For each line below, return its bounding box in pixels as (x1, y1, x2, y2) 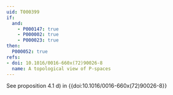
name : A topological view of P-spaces (12, 65, 112, 72)
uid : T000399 (6, 9, 40, 15)
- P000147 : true (17, 26, 60, 32)
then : (6, 43, 20, 49)
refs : (6, 54, 20, 60)
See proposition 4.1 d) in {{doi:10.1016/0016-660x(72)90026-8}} (6, 82, 167, 90)
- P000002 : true (17, 32, 60, 38)
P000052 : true (12, 49, 48, 55)
